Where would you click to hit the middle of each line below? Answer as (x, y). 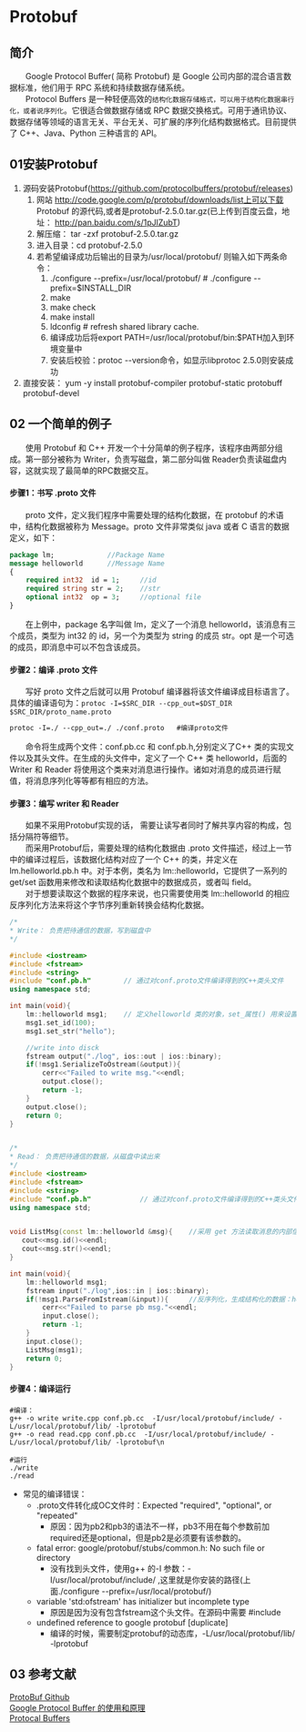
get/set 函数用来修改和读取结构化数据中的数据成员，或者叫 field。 (133, 882)
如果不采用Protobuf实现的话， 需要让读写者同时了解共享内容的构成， (155, 825)
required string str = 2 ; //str (93, 589)
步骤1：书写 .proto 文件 (53, 493)
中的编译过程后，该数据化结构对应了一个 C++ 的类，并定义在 (124, 860)
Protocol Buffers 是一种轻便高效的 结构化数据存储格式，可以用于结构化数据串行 (160, 99)
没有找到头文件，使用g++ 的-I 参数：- (121, 1568)
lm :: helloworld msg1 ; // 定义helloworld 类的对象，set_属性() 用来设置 (162, 1014)
